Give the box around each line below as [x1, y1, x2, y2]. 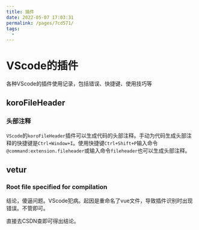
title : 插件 [6, 8, 34, 15]
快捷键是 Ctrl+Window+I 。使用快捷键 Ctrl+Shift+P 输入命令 [16, 139, 158, 146]
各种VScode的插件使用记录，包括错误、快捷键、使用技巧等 [6, 80, 152, 87]
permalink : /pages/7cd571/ [6, 20, 74, 26]
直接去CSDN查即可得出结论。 [6, 217, 79, 225]
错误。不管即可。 [6, 205, 49, 212]
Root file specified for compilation [6, 183, 108, 191]
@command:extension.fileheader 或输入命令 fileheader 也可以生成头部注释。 [6, 147, 191, 154]
